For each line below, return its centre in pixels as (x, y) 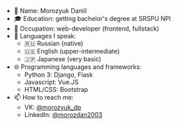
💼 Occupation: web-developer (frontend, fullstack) (86, 29)
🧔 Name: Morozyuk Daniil (50, 11)
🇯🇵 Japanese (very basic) (63, 59)
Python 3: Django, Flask (58, 74)
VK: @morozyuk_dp (53, 107)
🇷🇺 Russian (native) (54, 43)
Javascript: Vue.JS (51, 82)
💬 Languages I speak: (45, 36)
